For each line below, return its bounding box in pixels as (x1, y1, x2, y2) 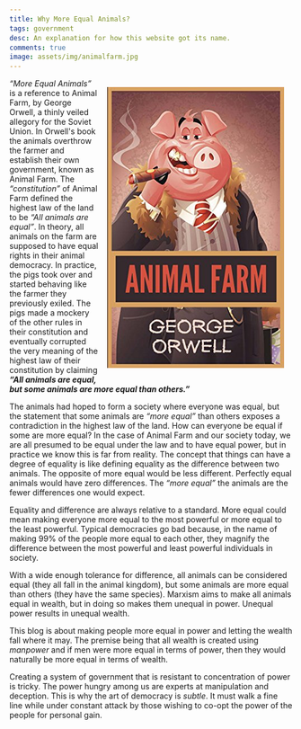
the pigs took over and (9, 270, 93, 280)
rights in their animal (9, 250, 85, 261)
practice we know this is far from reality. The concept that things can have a (9, 449, 291, 460)
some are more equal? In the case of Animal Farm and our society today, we (9, 430, 291, 440)
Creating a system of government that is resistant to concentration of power (9, 671, 291, 682)
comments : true (9, 43, 66, 52)
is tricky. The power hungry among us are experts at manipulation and (9, 681, 270, 692)
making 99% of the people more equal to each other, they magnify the (9, 533, 270, 544)
